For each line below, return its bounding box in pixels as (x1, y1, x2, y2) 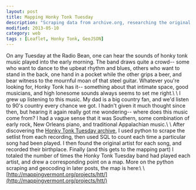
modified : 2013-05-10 (6, 25, 59, 31)
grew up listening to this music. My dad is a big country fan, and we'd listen (6, 96, 190, 103)
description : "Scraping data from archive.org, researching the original (6, 19, 191, 25)
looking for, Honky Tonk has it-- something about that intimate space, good (6, 84, 188, 90)
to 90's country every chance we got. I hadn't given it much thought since (6, 102, 186, 109)
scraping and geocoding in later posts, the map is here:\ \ (6, 165, 145, 171)
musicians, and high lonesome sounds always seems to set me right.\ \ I (6, 89, 181, 96)
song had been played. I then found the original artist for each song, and (6, 139, 182, 146)
